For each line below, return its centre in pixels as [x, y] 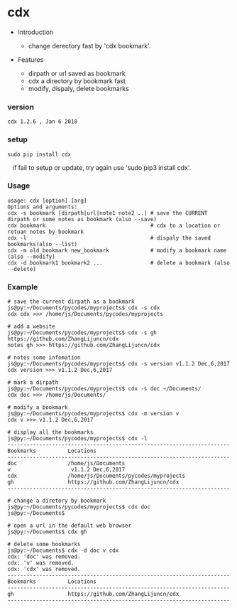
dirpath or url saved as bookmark [77, 73]
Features [31, 59]
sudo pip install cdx [39, 154]
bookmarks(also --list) [43, 244]
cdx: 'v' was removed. [41, 563]
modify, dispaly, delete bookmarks [78, 88]
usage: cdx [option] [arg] [47, 201]
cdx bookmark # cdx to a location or [114, 225]
